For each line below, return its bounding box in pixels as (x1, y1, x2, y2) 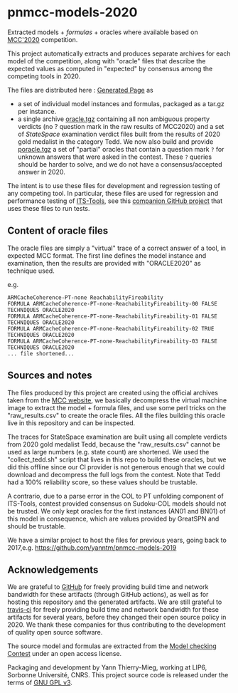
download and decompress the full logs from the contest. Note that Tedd (7, 470, 221, 479)
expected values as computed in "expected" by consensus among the (7, 64, 213, 73)
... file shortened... (7, 350, 75, 357)
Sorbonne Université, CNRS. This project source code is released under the (7, 671, 229, 679)
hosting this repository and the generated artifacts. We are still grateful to (7, 598, 222, 606)
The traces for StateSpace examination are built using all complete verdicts (7, 432, 227, 441)
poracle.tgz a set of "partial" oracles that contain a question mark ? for (17, 145, 225, 153)
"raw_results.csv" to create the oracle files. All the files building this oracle (7, 411, 225, 420)
